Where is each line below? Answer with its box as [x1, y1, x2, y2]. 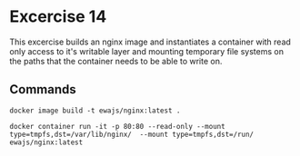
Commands [9, 82, 77, 97]
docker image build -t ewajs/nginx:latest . [9, 106, 181, 115]
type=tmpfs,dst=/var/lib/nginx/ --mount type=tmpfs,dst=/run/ [9, 130, 255, 139]
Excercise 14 [9, 6, 107, 27]
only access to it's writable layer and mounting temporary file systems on [9, 45, 285, 56]
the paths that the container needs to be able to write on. [9, 55, 223, 66]
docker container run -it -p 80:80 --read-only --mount [9, 122, 225, 131]
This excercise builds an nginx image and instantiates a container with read [9, 36, 291, 47]
